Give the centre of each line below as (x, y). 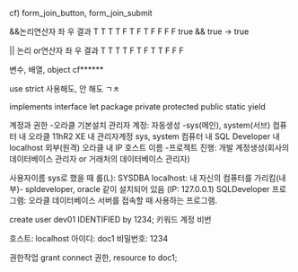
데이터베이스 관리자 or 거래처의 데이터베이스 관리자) (100, 159)
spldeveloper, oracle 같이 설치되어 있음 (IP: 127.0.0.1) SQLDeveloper (148, 189)
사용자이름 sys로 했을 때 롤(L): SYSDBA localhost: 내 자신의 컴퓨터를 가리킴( (145, 178)
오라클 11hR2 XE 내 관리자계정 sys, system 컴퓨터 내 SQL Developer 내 (154, 136)
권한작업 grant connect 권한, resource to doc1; (93, 258)
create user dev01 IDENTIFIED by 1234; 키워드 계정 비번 (110, 219)
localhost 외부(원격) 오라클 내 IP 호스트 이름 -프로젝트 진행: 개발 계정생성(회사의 (149, 148)
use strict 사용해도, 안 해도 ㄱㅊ (65, 88)
